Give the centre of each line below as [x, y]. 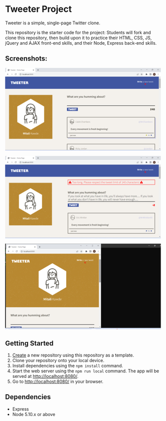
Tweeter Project [39, 9]
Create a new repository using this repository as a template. [73, 355]
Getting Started [29, 343]
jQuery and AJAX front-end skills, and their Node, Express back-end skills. [81, 43]
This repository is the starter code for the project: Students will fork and [78, 32]
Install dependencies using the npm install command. [68, 365]
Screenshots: [26, 59]
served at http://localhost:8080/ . [45, 376]
